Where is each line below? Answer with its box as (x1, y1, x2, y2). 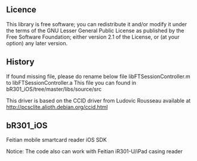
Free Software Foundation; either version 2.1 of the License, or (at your (6, 33, 180, 41)
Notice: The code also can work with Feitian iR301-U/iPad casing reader (6, 148, 183, 155)
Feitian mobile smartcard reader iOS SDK (6, 137, 107, 144)
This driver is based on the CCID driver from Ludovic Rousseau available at (6, 97, 191, 104)
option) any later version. (6, 39, 67, 47)
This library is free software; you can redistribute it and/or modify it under (6, 20, 187, 27)
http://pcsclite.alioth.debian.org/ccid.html (6, 103, 108, 110)
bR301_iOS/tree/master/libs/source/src (6, 85, 102, 92)
